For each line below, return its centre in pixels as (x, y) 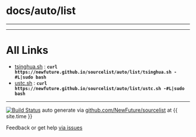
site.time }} (19, 116)
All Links (27, 50)
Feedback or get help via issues (44, 128)
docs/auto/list (41, 11)
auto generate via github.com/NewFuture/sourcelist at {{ (110, 110)
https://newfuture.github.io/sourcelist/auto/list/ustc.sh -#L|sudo (99, 88)
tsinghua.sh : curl (36, 66)
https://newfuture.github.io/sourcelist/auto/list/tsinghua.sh (93, 72)
